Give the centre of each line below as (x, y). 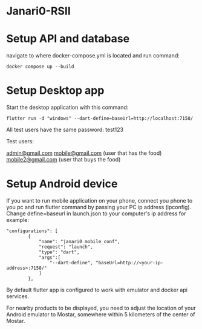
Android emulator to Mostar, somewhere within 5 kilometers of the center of (101, 314)
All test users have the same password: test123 (65, 130)
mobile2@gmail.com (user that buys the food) (64, 160)
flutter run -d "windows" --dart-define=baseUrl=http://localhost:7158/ (100, 119)
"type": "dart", (59, 252)
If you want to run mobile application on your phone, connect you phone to (99, 200)
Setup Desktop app (55, 90)
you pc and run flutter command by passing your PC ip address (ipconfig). (99, 207)
